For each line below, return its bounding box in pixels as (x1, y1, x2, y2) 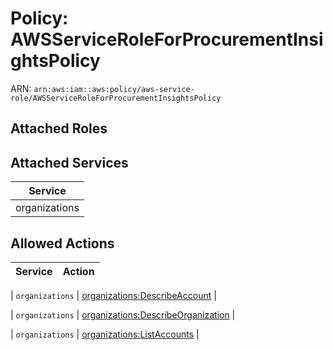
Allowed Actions (10, 235, 115, 252)
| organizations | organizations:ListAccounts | (10, 328, 200, 340)
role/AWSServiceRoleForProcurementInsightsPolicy (10, 93, 222, 103)
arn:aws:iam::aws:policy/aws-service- (33, 84, 195, 94)
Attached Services (10, 154, 129, 171)
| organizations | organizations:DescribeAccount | (10, 289, 217, 301)
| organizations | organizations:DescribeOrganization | (10, 308, 236, 321)
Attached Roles (10, 120, 108, 137)
